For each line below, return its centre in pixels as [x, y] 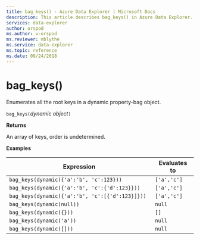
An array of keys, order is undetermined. [56, 136]
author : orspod [25, 28]
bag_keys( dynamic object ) [39, 113]
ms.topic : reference [32, 51]
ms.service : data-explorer [40, 45]
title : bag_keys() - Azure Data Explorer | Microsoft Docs [81, 12]
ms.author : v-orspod [32, 34]
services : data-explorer [37, 23]
